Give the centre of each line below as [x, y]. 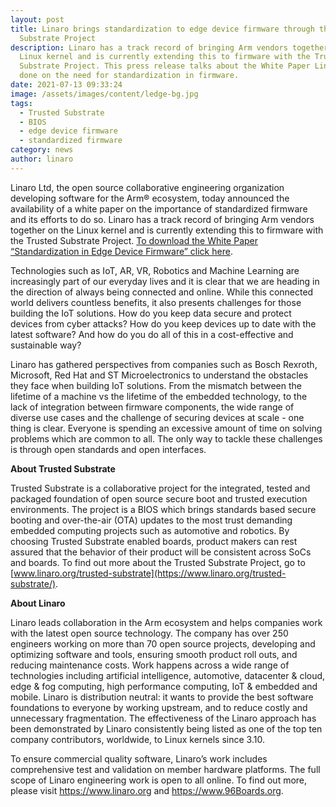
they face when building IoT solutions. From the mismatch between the [156, 385]
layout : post [37, 19]
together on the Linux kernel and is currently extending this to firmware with [167, 230]
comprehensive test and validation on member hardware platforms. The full [165, 769]
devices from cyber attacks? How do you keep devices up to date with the [163, 323]
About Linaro [38, 603]
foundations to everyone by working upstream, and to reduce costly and [159, 707]
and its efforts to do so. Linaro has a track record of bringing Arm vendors [162, 219]
